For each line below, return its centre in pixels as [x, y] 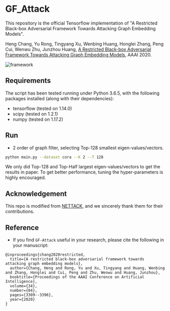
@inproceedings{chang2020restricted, [45, 255]
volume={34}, [24, 286]
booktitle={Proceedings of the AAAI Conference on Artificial [77, 277]
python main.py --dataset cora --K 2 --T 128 [54, 157]
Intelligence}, [21, 282]
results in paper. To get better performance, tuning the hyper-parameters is [84, 172]
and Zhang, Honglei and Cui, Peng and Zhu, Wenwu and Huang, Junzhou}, [83, 273]
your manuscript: [31, 246]
